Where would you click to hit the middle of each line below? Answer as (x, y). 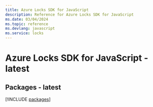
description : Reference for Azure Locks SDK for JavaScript (70, 15)
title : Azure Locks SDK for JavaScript (47, 10)
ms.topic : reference (27, 24)
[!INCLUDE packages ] (28, 99)
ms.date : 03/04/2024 (27, 19)
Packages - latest (33, 87)
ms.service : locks (24, 33)
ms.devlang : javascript (30, 29)
